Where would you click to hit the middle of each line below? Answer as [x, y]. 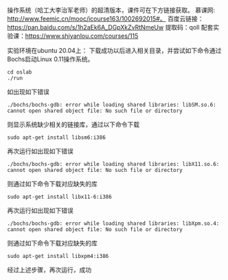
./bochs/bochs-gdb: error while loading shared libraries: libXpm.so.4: [113, 224]
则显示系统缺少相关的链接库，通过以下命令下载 [73, 125]
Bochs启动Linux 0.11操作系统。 [50, 59]
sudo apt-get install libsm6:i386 [57, 138]
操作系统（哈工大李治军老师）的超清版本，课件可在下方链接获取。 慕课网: [111, 10]
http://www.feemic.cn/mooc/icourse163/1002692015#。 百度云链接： [105, 19]
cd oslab [20, 72]
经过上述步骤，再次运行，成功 [49, 270]
